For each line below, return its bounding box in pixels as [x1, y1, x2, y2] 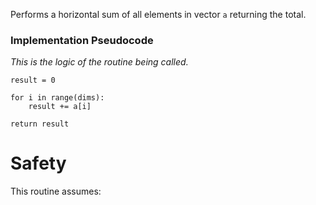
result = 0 [10, 75, 56, 86]
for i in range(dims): [10, 93, 105, 103]
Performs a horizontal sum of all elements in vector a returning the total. [10, 9, 307, 20]
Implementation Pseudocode [10, 33, 154, 47]
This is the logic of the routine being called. [10, 56, 189, 68]
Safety [10, 152, 67, 175]
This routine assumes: [10, 185, 102, 198]
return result [10, 119, 70, 129]
